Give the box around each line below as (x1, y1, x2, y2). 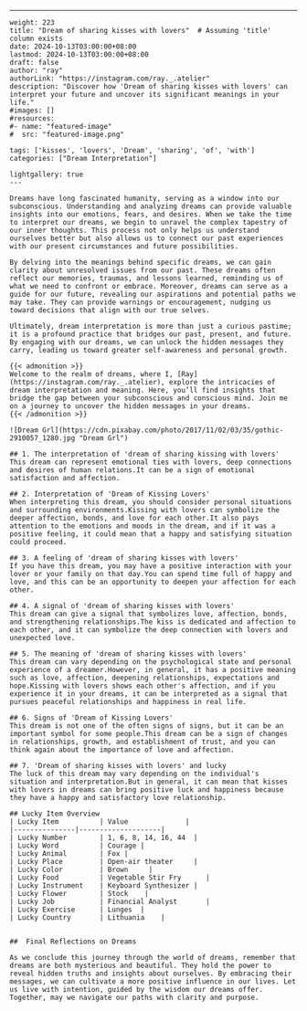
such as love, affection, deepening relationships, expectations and (9, 673, 281, 682)
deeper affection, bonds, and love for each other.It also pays (9, 513, 259, 522)
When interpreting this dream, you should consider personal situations (9, 498, 292, 507)
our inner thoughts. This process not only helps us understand (9, 226, 259, 235)
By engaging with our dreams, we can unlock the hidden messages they (9, 338, 284, 347)
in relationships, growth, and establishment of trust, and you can (9, 737, 276, 746)
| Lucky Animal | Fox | (9, 849, 129, 858)
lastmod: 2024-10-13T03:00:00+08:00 (9, 50, 149, 59)
